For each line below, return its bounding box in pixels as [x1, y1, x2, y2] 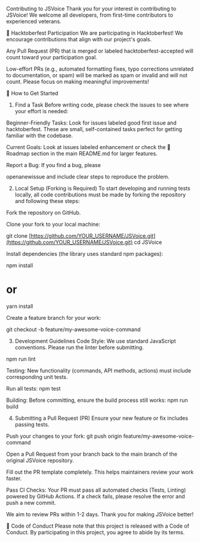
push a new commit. [6, 499, 56, 506]
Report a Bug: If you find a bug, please [6, 162, 101, 168]
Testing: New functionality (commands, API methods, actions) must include [6, 367, 192, 374]
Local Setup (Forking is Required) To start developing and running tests [14, 185, 190, 192]
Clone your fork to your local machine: [6, 221, 100, 228]
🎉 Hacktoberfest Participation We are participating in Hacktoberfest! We [6, 29, 183, 37]
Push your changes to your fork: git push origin [6, 432, 122, 440]
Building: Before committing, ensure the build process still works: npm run [6, 396, 188, 404]
